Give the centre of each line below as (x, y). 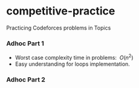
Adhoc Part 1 (25, 43)
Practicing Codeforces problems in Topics (59, 28)
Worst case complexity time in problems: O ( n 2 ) (74, 57)
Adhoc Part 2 (26, 80)
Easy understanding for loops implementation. (72, 64)
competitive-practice (61, 11)
